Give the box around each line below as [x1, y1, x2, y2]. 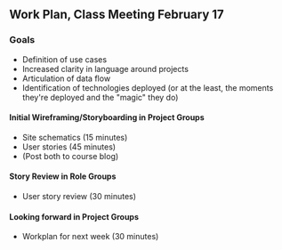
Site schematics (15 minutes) [21, 132, 128, 142]
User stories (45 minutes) [21, 141, 117, 152]
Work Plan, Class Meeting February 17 [9, 7, 224, 22]
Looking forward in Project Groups [9, 211, 140, 222]
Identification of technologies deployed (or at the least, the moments [21, 82, 274, 93]
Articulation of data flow [21, 73, 111, 84]
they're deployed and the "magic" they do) [21, 92, 179, 102]
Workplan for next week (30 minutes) [21, 231, 159, 242]
